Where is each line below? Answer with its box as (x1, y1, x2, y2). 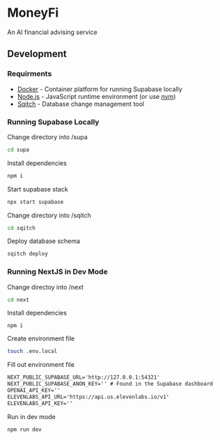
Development (7, 48, 68, 60)
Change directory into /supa (7, 132, 88, 141)
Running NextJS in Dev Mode (7, 267, 108, 276)
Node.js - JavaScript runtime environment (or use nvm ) (17, 92, 176, 100)
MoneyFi (7, 5, 59, 21)
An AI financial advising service (7, 28, 97, 36)
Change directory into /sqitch (7, 211, 92, 219)
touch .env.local (7, 348, 58, 355)
